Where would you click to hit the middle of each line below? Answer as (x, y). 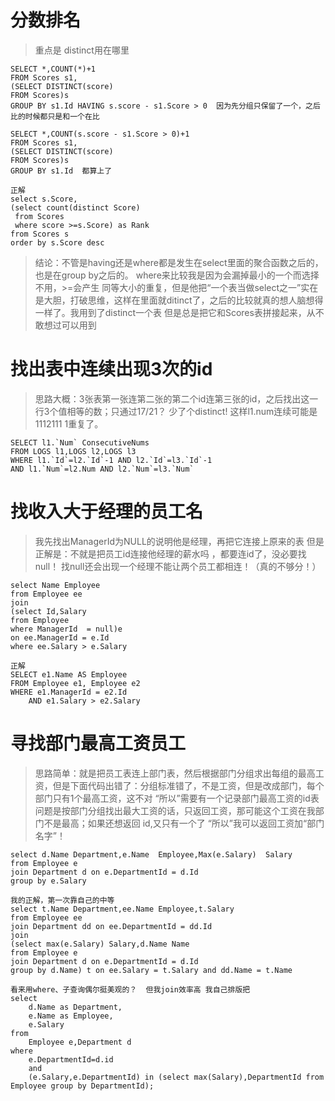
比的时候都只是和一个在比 (55, 116)
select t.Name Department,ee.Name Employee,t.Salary (122, 909)
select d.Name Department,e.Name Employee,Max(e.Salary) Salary (151, 854)
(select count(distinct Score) (75, 207)
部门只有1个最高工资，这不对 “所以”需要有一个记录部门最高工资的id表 (177, 798)
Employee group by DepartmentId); (82, 1086)
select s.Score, (44, 199)
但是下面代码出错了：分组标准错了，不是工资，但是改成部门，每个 (188, 785)
